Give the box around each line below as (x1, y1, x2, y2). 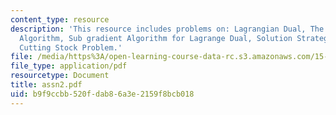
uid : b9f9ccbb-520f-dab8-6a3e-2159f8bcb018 (10, 89, 195, 99)
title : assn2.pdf (10, 80, 83, 90)
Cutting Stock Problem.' (19, 42, 123, 53)
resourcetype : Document (10, 71, 110, 81)
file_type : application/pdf (10, 61, 128, 71)
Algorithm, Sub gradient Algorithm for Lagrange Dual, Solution (19, 33, 293, 43)
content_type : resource (10, 14, 110, 25)
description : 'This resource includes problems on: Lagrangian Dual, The (10, 24, 325, 34)
